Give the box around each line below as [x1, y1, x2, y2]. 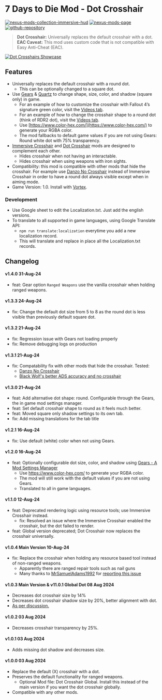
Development [5, 196, 38, 203]
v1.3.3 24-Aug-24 [5, 298, 42, 304]
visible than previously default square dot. [12, 314, 96, 320]
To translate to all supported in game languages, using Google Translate [12, 218, 156, 223]
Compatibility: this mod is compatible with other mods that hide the [12, 163, 146, 169]
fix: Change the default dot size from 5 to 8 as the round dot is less [12, 308, 146, 314]
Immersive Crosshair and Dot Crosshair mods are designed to [12, 142, 135, 149]
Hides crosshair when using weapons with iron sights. [19, 158, 127, 164]
